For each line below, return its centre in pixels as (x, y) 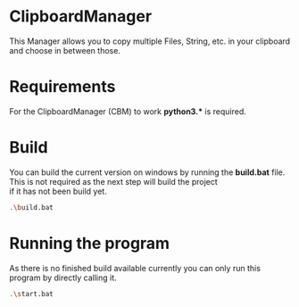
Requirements (62, 87)
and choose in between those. (65, 50)
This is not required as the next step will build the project (114, 181)
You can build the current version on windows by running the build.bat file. (147, 172)
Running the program (90, 243)
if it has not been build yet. (58, 191)
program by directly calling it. (63, 278)
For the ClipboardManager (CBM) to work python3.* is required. (128, 111)
